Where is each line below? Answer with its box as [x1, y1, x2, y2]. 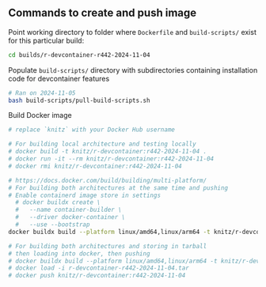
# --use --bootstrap [15, 221, 90, 228]
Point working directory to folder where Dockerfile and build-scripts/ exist [8, 27, 257, 36]
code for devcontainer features [8, 74, 110, 83]
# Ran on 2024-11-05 [8, 89, 77, 97]
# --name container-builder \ [15, 206, 123, 214]
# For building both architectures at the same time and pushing [8, 183, 228, 192]
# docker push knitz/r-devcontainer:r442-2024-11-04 [8, 272, 186, 280]
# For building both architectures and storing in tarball [8, 242, 207, 250]
